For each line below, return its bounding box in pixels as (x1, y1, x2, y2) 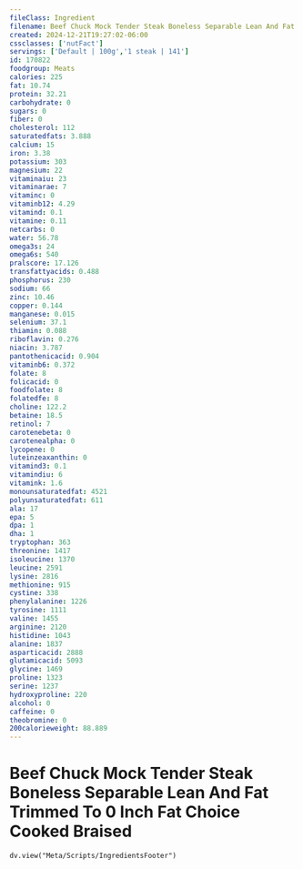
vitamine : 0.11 (9, 216, 67, 226)
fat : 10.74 (9, 81, 51, 90)
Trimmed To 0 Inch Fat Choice (9, 802, 241, 823)
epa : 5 (9, 512, 35, 521)
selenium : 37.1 (9, 318, 67, 328)
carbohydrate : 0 (9, 97, 71, 107)
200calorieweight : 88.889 (9, 724, 107, 733)
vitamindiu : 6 (9, 470, 64, 480)
